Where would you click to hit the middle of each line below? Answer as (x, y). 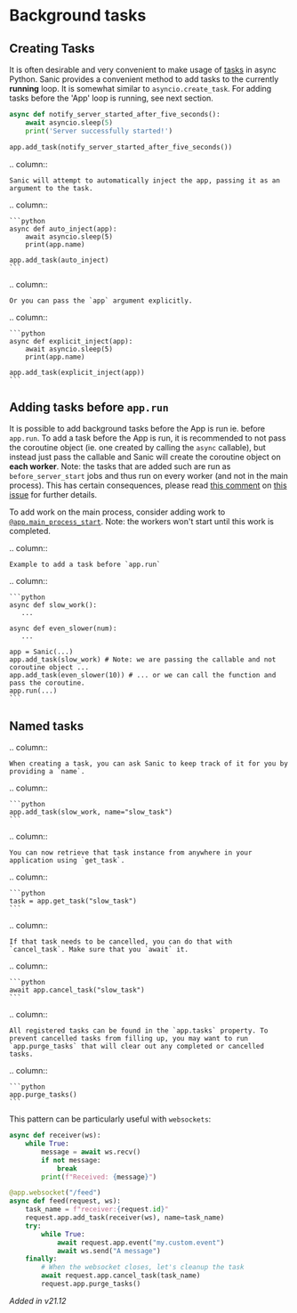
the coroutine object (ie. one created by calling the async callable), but (138, 448)
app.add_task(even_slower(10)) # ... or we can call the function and (143, 676)
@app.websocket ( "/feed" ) (55, 1193)
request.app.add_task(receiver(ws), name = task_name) (125, 1218)
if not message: (71, 1160)
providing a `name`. (48, 772)
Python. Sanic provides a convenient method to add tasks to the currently (144, 79)
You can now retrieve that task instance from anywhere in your (131, 853)
